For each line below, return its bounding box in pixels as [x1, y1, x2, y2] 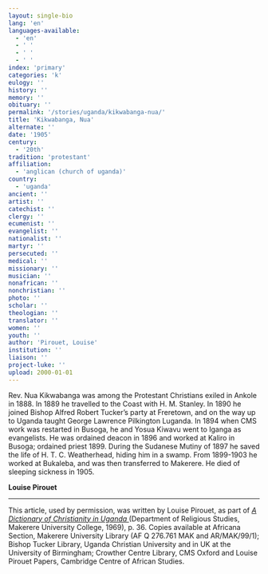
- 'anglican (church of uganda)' [15, 168, 127, 176]
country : [8, 175, 37, 184]
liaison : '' [8, 353, 48, 362]
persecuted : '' [8, 249, 59, 257]
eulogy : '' [8, 78, 45, 86]
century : [8, 138, 37, 146]
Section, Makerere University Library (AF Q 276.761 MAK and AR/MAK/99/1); [8, 531, 260, 540]
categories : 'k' [8, 71, 62, 79]
